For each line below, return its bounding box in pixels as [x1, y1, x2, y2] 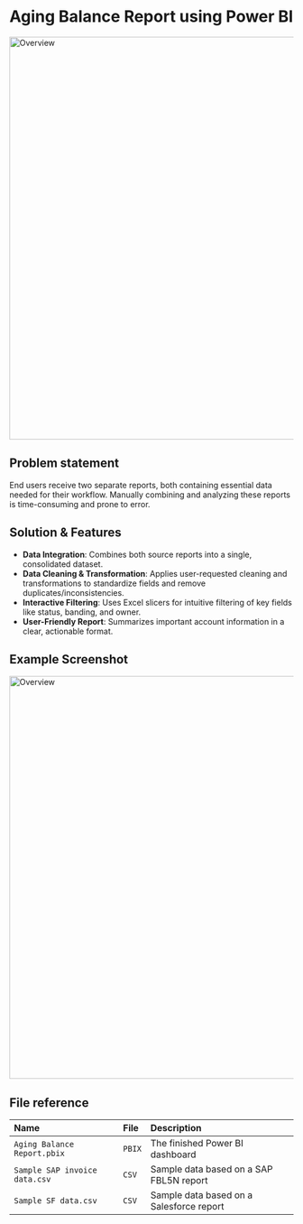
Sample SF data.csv [14, 1196, 97, 1206]
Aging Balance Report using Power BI [9, 6, 294, 27]
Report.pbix [14, 1148, 66, 1159]
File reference [9, 1095, 89, 1110]
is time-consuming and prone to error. [9, 498, 151, 509]
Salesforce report [150, 1201, 225, 1213]
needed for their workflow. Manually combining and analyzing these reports [9, 489, 291, 500]
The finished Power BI [150, 1137, 243, 1150]
